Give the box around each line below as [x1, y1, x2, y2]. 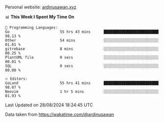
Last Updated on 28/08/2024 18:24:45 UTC [5, 102, 93, 108]
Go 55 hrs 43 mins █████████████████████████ [5, 29, 159, 34]
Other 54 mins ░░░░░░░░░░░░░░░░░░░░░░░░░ [5, 38, 159, 43]
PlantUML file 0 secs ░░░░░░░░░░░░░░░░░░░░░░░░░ [5, 55, 159, 60]
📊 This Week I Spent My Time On [5, 14, 74, 20]
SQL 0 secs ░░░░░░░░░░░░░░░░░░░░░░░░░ [5, 63, 159, 68]
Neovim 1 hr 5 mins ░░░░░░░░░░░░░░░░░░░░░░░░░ [5, 89, 159, 94]
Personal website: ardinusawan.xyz [5, 4, 77, 10]
